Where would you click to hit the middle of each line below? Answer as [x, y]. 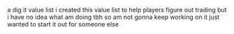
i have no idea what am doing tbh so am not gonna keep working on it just [114, 17]
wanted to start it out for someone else [63, 24]
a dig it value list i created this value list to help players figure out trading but [117, 10]
